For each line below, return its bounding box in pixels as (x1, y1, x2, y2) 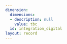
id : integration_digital (10, 26, 62, 31)
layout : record (5, 31, 38, 36)
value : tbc (14, 21, 38, 27)
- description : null (10, 17, 53, 22)
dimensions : (10, 12, 36, 17)
